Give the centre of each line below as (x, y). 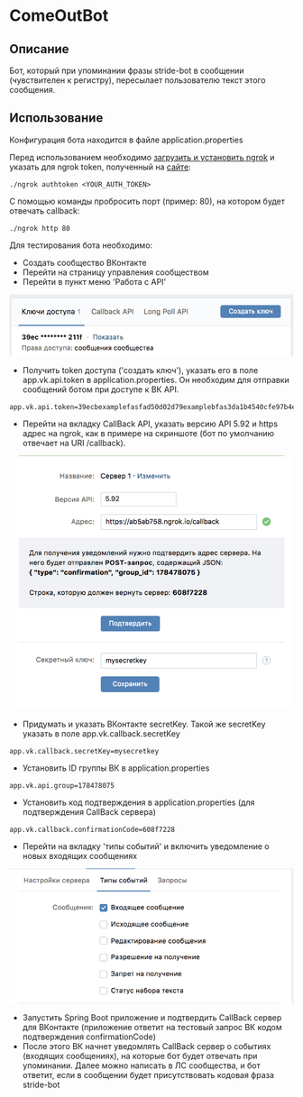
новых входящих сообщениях (80, 855)
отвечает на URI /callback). (74, 443)
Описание (39, 49)
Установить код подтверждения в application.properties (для (138, 802)
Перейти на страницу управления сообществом (115, 272)
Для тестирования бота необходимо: (81, 245)
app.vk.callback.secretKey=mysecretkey (84, 751)
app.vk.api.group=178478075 (62, 785)
